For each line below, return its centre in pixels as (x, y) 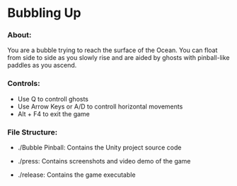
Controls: (24, 84)
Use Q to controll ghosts (53, 99)
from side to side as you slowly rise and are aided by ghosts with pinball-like (118, 58)
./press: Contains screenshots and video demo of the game (104, 161)
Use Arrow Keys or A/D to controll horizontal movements (100, 106)
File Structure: (33, 132)
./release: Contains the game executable (76, 175)
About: (19, 35)
